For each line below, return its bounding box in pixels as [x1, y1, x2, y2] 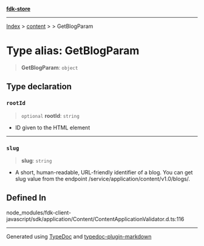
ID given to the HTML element [15, 124, 90, 131]
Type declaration [6, 81, 72, 92]
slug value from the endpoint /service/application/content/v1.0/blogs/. [15, 175, 190, 182]
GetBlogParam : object [21, 64, 78, 71]
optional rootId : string [21, 112, 80, 119]
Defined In [6, 193, 47, 203]
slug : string [21, 157, 52, 164]
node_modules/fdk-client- [6, 209, 72, 216]
